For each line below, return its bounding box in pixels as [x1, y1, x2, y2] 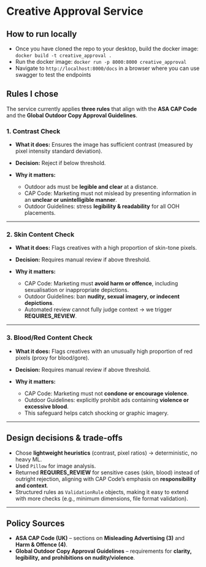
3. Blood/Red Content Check [6, 333, 93, 342]
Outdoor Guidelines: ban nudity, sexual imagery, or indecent [24, 293, 180, 300]
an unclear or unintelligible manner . [24, 196, 118, 204]
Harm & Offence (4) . [15, 541, 68, 549]
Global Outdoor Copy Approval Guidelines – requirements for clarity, [15, 547, 192, 555]
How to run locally [6, 29, 77, 39]
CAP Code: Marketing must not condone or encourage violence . [24, 390, 189, 397]
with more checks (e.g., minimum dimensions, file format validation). [15, 495, 188, 502]
